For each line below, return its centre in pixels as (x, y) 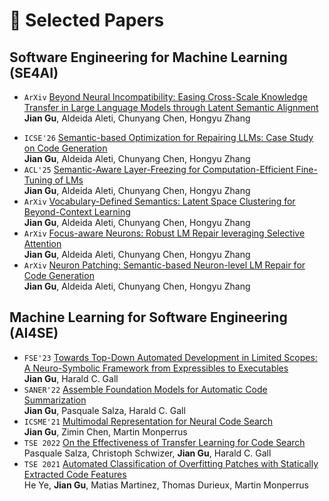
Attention (42, 243)
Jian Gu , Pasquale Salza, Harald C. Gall (104, 410)
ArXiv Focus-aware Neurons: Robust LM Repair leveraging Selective (164, 233)
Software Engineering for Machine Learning (148, 57)
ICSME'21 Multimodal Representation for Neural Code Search (148, 421)
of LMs (69, 180)
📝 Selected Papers (87, 20)
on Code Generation (65, 148)
